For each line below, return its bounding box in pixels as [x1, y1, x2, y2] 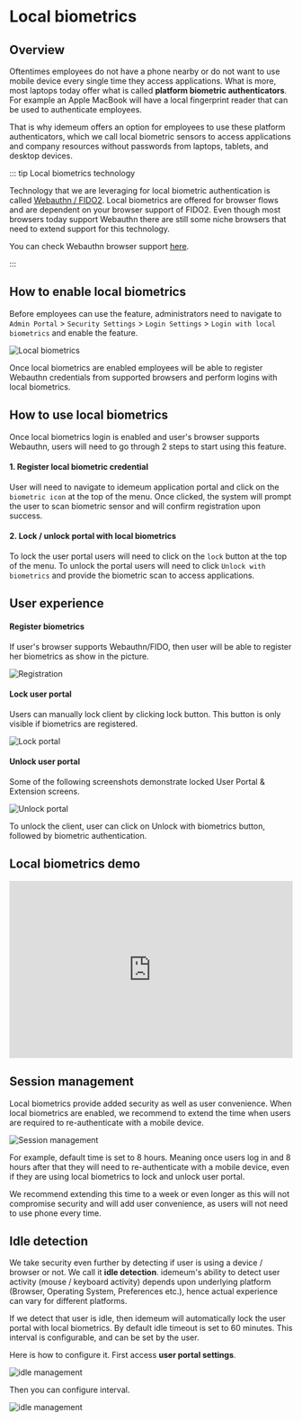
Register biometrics [9, 621, 85, 632]
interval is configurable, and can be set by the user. [9, 1332, 200, 1343]
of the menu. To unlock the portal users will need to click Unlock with [9, 561, 266, 571]
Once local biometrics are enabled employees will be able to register [9, 362, 263, 373]
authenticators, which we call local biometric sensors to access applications [9, 131, 291, 141]
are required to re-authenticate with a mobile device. [9, 1117, 204, 1128]
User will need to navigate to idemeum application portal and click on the [9, 481, 280, 492]
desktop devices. [9, 150, 74, 161]
